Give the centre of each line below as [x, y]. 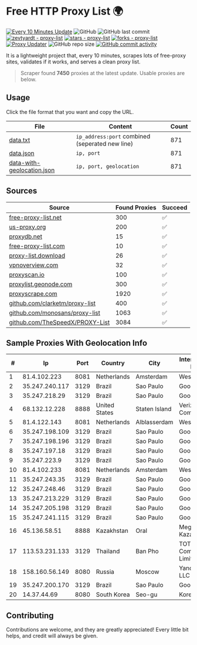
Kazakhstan [112, 531]
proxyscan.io [27, 275]
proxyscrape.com [33, 293]
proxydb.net [26, 237]
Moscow [147, 572]
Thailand [108, 551]
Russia [105, 572]
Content [120, 126]
